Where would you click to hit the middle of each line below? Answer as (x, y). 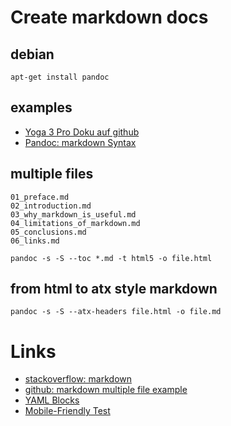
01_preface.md (40, 197)
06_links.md (35, 241)
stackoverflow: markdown (78, 379)
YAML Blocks (52, 400)
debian (32, 54)
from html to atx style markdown (114, 289)
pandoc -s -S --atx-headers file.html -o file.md (116, 312)
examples (41, 107)
